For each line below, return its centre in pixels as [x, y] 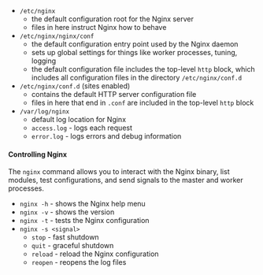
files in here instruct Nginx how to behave [99, 27]
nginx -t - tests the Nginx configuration [84, 221]
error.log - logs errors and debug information [106, 136]
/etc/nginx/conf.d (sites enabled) [75, 86]
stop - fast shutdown [65, 237]
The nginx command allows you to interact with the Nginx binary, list [119, 172]
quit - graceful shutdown [72, 246]
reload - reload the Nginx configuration [95, 254]
